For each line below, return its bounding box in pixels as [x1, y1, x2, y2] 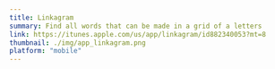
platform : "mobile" [9, 47, 82, 56]
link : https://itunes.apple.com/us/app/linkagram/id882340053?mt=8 [9, 30, 267, 39]
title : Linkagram [9, 13, 74, 22]
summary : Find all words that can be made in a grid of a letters [9, 22, 262, 30]
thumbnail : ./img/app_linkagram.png [9, 38, 146, 47]
